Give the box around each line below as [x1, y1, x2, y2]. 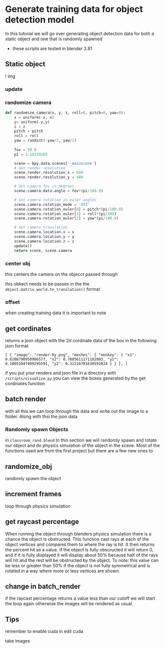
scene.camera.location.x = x [14, 230, 75, 235]
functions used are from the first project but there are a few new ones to [5, 448, 153, 454]
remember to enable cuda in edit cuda [5, 629, 83, 635]
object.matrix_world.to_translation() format [5, 286, 100, 292]
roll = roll [14, 133, 39, 138]
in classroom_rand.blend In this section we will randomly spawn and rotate [5, 437, 157, 443]
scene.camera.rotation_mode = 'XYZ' [14, 202, 90, 207]
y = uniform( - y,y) [14, 120, 50, 125]
